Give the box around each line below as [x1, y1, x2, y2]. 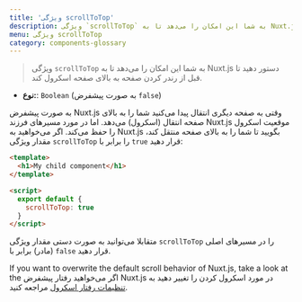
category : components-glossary [9, 38, 127, 48]
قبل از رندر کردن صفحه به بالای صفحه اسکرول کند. [31, 73, 202, 84]
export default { [17, 194, 83, 203]
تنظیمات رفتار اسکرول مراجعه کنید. [9, 282, 129, 293]
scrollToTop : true [25, 203, 94, 212]
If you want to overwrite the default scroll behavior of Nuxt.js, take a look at [9, 262, 289, 274]
